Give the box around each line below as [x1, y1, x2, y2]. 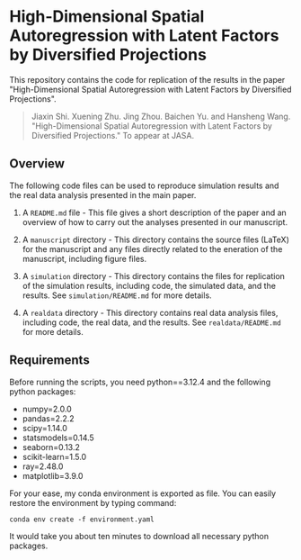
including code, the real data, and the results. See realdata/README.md [22, 317, 281, 328]
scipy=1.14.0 [22, 422, 67, 433]
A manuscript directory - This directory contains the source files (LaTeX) [22, 234, 289, 245]
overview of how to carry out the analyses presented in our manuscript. [22, 216, 288, 227]
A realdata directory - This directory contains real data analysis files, [22, 307, 279, 318]
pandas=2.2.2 [22, 412, 75, 424]
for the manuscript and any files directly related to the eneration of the [22, 243, 283, 254]
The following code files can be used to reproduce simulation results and [9, 180, 279, 191]
